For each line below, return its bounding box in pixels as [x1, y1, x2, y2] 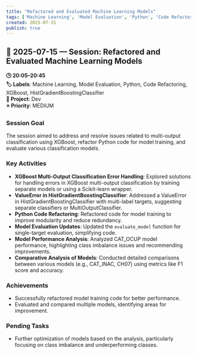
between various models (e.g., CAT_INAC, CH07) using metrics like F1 [14, 260, 183, 268]
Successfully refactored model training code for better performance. [14, 295, 181, 302]
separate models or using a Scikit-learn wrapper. [14, 185, 133, 192]
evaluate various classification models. [6, 145, 100, 152]
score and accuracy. [14, 266, 64, 273]
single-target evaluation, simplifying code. [14, 229, 117, 236]
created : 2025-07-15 [6, 19, 57, 25]
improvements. [14, 248, 51, 255]
